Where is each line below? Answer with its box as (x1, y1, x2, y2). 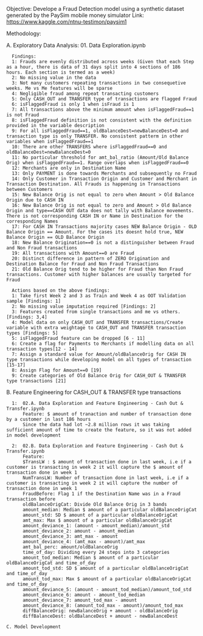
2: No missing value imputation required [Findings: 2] (12, 303, 156, 309)
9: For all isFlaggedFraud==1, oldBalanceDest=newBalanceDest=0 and (12, 128, 189, 134)
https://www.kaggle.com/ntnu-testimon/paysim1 (6, 18, 127, 25)
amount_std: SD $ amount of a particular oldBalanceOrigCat (22, 512, 178, 518)
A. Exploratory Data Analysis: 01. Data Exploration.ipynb (6, 42, 146, 49)
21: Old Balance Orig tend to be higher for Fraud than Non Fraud (12, 266, 184, 272)
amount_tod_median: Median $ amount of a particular (22, 555, 159, 561)
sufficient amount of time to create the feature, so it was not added (6, 427, 191, 433)
